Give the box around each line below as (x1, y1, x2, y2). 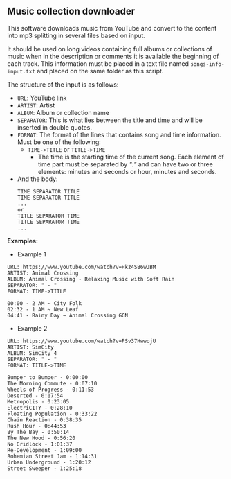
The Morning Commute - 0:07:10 (7, 380, 98, 387)
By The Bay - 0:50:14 (7, 428, 70, 435)
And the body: (17, 175, 58, 183)
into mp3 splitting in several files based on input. (7, 31, 145, 40)
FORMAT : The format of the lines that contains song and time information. (17, 130, 221, 139)
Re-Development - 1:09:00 (7, 446, 82, 453)
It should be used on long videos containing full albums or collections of (7, 44, 213, 53)
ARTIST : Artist (17, 101, 55, 110)
